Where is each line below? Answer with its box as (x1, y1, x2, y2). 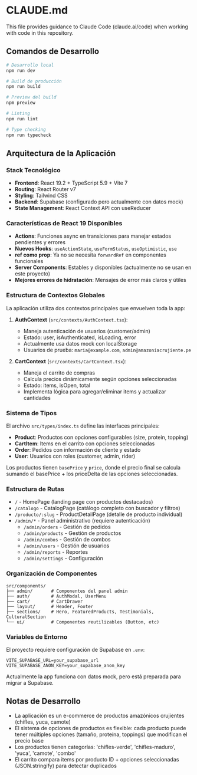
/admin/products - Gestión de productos (23, 530, 122, 537)
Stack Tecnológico (6, 166, 61, 174)
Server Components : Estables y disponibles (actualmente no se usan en (14, 264, 192, 271)
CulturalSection (6, 614, 46, 620)
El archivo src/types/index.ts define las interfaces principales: (6, 422, 160, 429)
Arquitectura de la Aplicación (6, 148, 116, 158)
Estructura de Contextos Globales (6, 291, 105, 300)
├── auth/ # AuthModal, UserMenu (6, 593, 107, 599)
